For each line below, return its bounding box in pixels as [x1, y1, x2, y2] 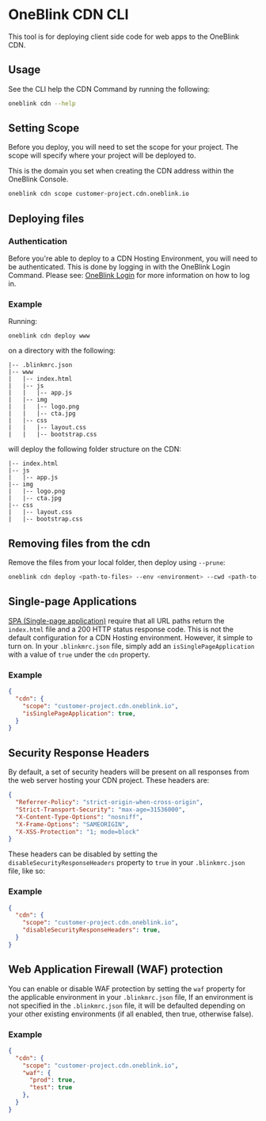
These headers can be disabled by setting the [8, 849, 158, 859]
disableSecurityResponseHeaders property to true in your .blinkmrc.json [8, 858, 245, 867]
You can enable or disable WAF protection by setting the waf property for [8, 984, 246, 993]
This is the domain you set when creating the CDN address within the [8, 166, 234, 176]
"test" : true [28, 1084, 73, 1092]
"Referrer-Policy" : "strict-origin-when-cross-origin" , [15, 799, 203, 806]
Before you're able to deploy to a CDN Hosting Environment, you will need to [8, 254, 258, 263]
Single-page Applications [8, 595, 137, 608]
